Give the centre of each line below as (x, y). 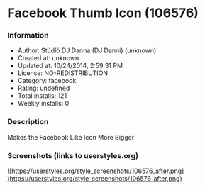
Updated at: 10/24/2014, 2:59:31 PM (70, 66)
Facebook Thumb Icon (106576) (103, 13)
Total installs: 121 (42, 96)
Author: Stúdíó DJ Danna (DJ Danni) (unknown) (87, 50)
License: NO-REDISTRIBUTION (63, 73)
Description (28, 122)
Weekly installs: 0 (43, 104)
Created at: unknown (48, 58)
